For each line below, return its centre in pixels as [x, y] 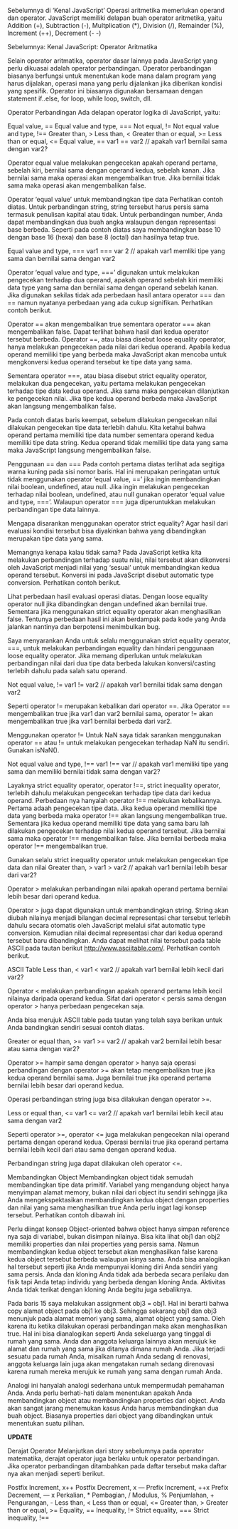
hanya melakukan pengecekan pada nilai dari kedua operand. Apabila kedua [119, 347]
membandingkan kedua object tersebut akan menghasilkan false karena [113, 1252]
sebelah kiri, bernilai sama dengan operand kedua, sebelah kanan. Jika [111, 170]
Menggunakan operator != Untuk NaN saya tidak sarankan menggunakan [114, 735]
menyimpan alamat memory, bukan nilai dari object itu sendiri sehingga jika [117, 1192]
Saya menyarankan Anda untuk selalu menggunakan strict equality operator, [119, 640]
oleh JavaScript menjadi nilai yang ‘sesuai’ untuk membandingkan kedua [114, 567]
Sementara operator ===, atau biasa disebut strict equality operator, [107, 376]
